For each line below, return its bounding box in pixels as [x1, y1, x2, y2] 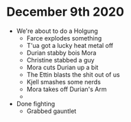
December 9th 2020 [6, 4, 125, 20]
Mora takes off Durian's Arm [26, 85, 107, 93]
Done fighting [16, 99, 56, 108]
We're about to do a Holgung [16, 27, 99, 35]
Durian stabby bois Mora [26, 49, 97, 57]
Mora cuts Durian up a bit [26, 63, 99, 71]
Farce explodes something [26, 34, 102, 42]
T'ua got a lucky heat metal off [26, 41, 114, 49]
